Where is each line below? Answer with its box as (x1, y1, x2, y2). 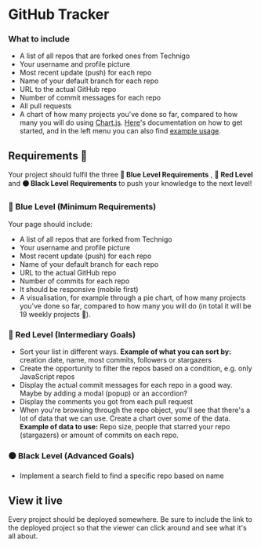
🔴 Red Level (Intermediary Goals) (8, 329, 136, 340)
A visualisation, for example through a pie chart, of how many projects (19, 293, 246, 302)
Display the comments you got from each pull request (19, 396, 194, 406)
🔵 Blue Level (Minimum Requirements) (8, 202, 157, 213)
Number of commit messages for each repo (19, 93, 161, 103)
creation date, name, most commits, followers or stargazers (19, 355, 212, 364)
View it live (8, 494, 63, 507)
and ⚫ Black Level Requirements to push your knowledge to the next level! (8, 179, 252, 188)
